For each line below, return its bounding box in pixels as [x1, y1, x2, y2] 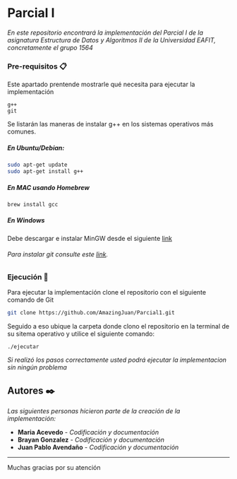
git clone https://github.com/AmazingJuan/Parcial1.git [7, 309, 175, 317]
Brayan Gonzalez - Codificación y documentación [17, 436, 164, 444]
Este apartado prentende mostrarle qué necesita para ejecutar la [7, 80, 195, 89]
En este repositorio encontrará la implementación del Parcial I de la [7, 28, 203, 37]
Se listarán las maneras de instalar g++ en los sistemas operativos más [7, 120, 214, 129]
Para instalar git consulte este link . [7, 250, 108, 259]
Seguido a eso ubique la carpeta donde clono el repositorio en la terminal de [7, 322, 230, 331]
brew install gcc [7, 201, 59, 208]
